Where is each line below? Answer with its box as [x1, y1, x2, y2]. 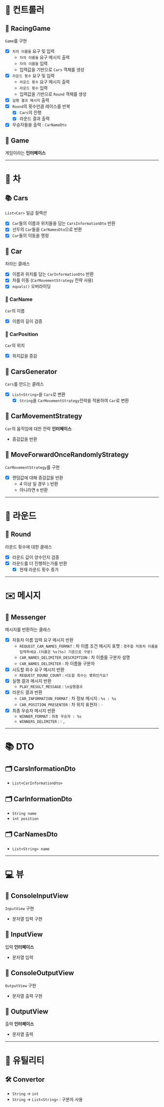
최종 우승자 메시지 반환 [12, 708, 56, 714]
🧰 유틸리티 [5, 1055, 45, 1066]
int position [12, 817, 39, 821]
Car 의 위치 [5, 342, 25, 348]
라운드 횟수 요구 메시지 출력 [19, 79, 70, 85]
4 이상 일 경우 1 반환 [19, 481, 59, 486]
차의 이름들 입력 [19, 61, 48, 67]
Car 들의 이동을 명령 [12, 233, 49, 239]
